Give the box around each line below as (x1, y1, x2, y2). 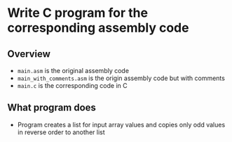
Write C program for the (7, 5, 149, 21)
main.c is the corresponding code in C (17, 82, 128, 89)
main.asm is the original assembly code (17, 67, 130, 75)
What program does (7, 102, 97, 114)
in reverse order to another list (17, 128, 105, 136)
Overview (7, 48, 51, 60)
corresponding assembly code (7, 20, 189, 36)
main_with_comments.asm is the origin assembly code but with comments (17, 74, 226, 82)
